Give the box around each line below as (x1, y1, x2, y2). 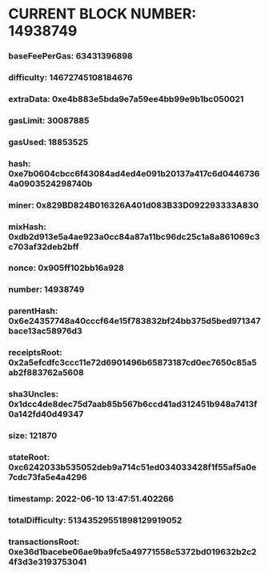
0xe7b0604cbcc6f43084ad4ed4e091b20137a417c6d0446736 (8, 167, 260, 179)
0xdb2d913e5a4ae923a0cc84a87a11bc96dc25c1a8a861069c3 (8, 231, 260, 242)
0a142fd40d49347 (8, 409, 84, 420)
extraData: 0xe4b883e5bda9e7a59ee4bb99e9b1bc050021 (8, 93, 244, 104)
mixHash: (8, 221, 46, 232)
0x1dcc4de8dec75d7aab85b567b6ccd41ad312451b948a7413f (8, 398, 258, 410)
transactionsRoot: (8, 536, 80, 547)
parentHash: (8, 305, 58, 317)
